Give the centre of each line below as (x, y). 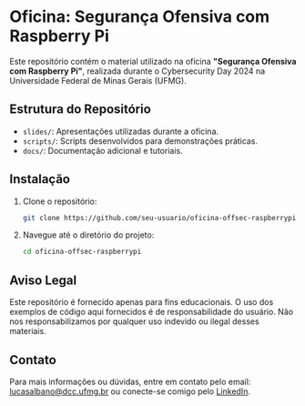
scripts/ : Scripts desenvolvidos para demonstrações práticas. (140, 141)
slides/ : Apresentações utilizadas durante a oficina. (121, 131)
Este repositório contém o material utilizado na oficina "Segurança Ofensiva (153, 61)
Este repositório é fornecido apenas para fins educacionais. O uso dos (142, 302)
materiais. (28, 331)
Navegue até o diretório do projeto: (88, 235)
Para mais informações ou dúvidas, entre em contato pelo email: (130, 381)
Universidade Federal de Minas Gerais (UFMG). (98, 80)
